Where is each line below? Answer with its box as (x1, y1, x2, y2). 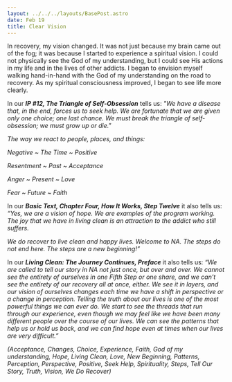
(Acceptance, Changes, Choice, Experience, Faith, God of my (7, 345, 184, 354)
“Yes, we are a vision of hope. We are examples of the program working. (7, 209, 215, 218)
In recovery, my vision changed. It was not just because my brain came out (7, 42, 222, 51)
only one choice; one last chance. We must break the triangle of (7, 114, 190, 122)
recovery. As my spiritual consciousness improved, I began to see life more (7, 79, 222, 87)
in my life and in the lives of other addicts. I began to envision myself (7, 64, 203, 73)
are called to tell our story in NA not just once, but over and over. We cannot (7, 266, 225, 274)
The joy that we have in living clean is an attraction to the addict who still (7, 217, 216, 225)
